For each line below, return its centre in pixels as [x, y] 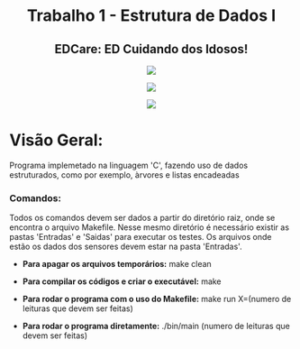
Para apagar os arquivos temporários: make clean [117, 264]
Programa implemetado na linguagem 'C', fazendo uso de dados [129, 165]
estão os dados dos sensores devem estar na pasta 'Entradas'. [126, 247]
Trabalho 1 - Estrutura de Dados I [151, 16]
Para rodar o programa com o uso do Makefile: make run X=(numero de [157, 299]
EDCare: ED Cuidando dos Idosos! [151, 49]
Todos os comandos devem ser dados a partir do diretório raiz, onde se [142, 218]
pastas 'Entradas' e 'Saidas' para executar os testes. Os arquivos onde [141, 237]
